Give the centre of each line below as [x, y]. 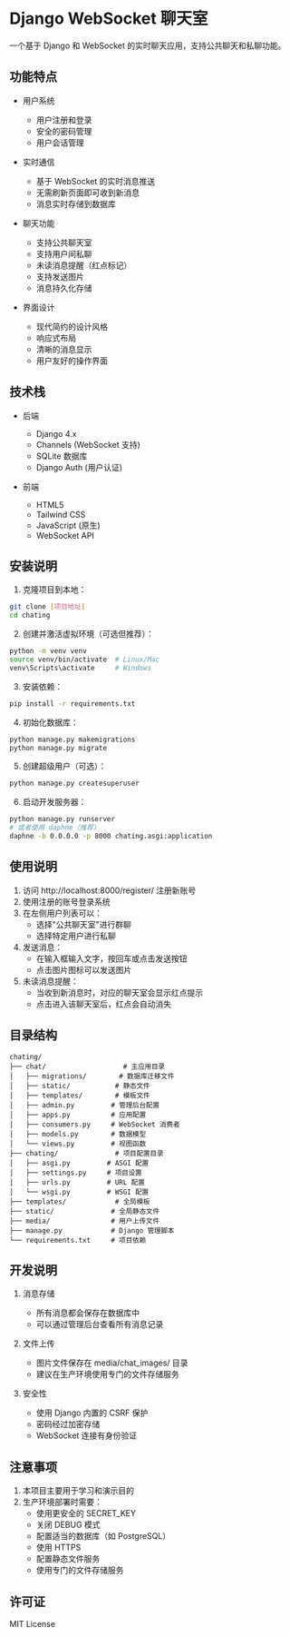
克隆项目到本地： [54, 590]
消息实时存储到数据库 [76, 203]
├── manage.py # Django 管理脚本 [92, 1230]
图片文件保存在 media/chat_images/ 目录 [112, 1363]
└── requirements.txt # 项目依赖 [78, 1240]
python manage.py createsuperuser [75, 784]
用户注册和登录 [64, 120]
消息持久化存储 [64, 288]
